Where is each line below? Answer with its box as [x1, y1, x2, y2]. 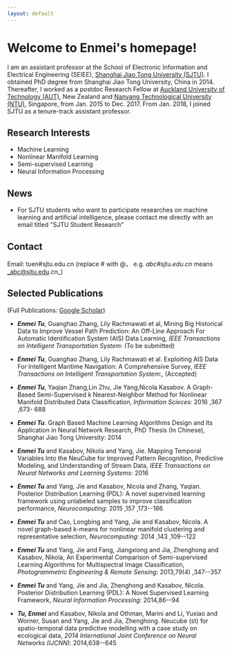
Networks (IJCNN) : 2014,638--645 [17, 638, 117, 647]
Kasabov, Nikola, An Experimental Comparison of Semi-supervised [17, 553, 208, 561]
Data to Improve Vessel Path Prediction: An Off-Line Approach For [17, 327, 206, 335]
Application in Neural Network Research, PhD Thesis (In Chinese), [17, 426, 205, 434]
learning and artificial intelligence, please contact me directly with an [17, 213, 213, 221]
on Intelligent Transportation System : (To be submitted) [17, 341, 175, 349]
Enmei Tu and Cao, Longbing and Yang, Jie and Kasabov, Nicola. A [17, 517, 209, 526]
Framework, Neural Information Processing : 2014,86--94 [17, 596, 180, 604]
